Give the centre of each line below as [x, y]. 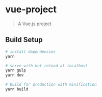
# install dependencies [31, 52]
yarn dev [15, 75]
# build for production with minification [51, 85]
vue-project [31, 9]
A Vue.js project [35, 24]
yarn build [17, 89]
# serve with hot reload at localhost [46, 66]
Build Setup [24, 40]
